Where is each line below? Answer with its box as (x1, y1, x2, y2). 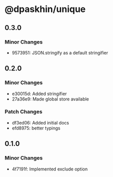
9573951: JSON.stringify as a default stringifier (11, 49, 108, 55)
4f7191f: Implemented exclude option (11, 166, 88, 172)
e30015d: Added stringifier (11, 90, 67, 96)
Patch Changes (4, 108, 43, 115)
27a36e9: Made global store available (11, 96, 89, 102)
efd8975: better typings (11, 125, 61, 131)
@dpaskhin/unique (4, 3, 86, 15)
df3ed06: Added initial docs (11, 119, 69, 125)
